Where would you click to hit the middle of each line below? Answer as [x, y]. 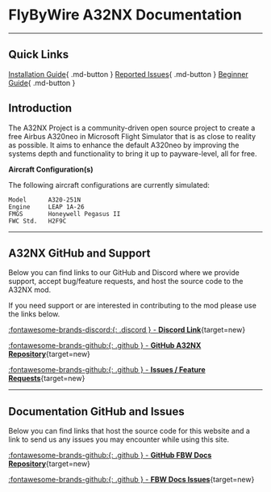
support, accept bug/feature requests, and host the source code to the [126, 282]
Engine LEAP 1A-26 [46, 207]
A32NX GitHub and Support [79, 253]
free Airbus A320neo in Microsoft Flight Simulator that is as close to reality [132, 136]
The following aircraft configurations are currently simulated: [109, 184]
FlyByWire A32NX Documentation [125, 15]
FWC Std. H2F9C [38, 221]
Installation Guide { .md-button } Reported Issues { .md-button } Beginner [128, 74]
